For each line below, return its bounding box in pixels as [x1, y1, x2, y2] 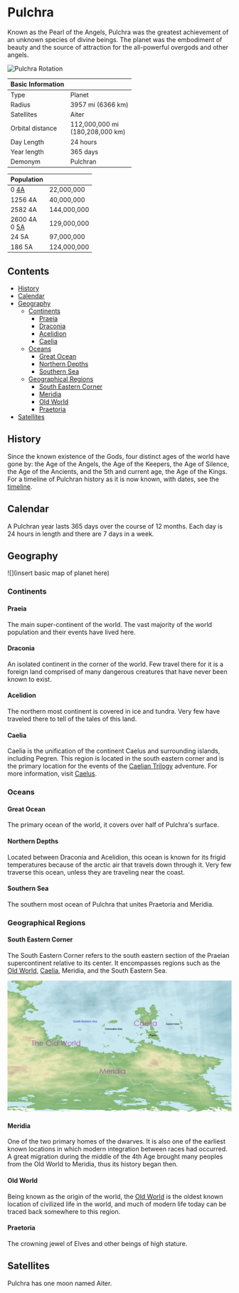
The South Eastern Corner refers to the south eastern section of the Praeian [7, 951, 230, 959]
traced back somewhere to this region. [7, 1207, 121, 1215]
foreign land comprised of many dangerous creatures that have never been [7, 667, 228, 676]
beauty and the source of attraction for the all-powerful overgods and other [7, 43, 229, 51]
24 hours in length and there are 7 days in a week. [7, 529, 154, 538]
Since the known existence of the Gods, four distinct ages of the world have [7, 452, 230, 460]
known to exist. [7, 675, 52, 683]
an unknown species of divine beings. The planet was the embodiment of [7, 35, 223, 43]
